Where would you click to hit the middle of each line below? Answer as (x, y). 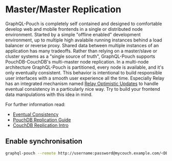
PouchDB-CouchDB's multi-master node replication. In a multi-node (77, 62)
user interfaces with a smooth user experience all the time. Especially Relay (85, 78)
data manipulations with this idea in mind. (49, 94)
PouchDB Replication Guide (42, 119)
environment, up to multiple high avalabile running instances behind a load (84, 40)
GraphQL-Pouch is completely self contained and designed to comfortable (84, 24)
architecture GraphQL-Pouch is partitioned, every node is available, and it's (84, 67)
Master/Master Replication (63, 9)
